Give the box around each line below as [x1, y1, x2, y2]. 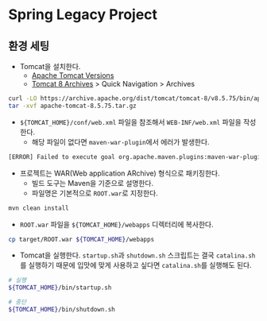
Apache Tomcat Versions [31, 71, 114, 80]
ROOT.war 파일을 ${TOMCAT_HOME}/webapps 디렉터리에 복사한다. [19, 219, 214, 229]
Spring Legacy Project [8, 6, 157, 24]
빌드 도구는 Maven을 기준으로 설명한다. [31, 178, 154, 188]
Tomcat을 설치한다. [19, 62, 81, 71]
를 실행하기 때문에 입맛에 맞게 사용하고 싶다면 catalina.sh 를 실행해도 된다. [19, 261, 252, 270]
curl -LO [8, 95, 37, 102]
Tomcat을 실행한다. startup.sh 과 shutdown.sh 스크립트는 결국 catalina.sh [19, 250, 256, 260]
